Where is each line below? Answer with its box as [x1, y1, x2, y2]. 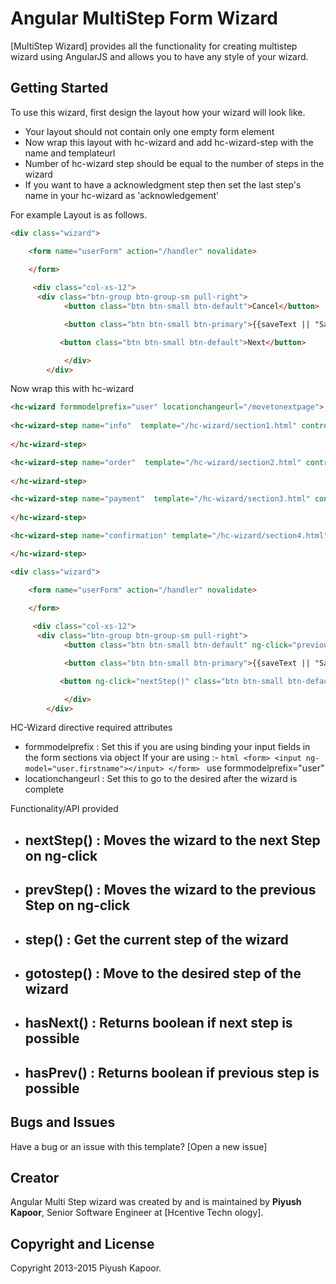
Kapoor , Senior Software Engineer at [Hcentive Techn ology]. [10, 1207, 264, 1219]
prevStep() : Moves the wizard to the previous [24, 882, 317, 899]
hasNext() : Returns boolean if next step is [24, 1015, 293, 1032]
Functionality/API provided [10, 803, 119, 815]
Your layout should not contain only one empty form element [24, 125, 275, 137]
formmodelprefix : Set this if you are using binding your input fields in [24, 741, 311, 753]
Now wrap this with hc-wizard [10, 383, 135, 395]
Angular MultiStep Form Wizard [10, 7, 278, 30]
